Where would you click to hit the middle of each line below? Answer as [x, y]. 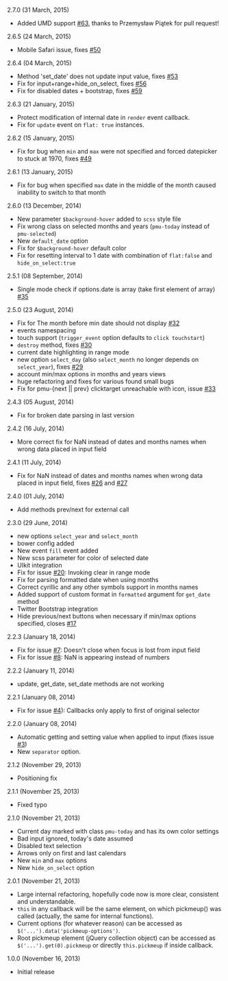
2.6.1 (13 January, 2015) [40, 172]
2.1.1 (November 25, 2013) [43, 791]
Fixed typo [32, 804]
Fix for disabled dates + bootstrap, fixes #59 [79, 91]
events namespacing [47, 330]
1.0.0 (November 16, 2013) [44, 958]
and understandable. [46, 901]
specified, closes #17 [47, 623]
